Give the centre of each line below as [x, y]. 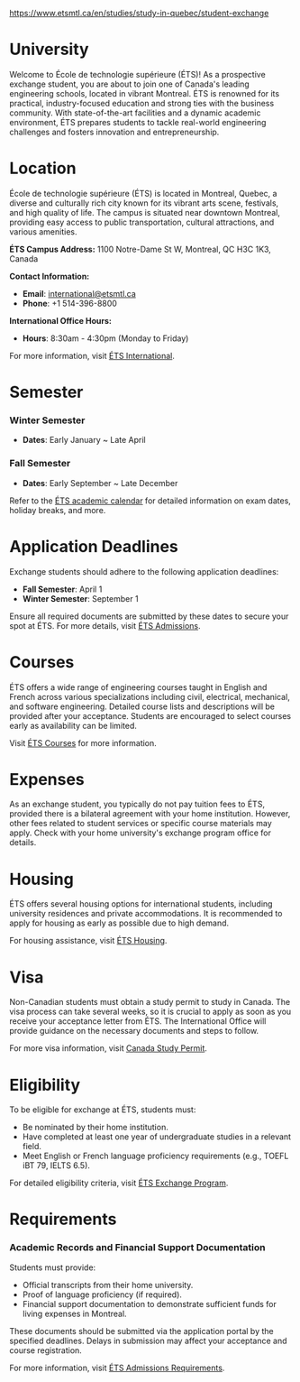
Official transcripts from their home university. [108, 1285]
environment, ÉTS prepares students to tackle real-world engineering [138, 122]
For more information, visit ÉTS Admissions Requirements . [117, 1368]
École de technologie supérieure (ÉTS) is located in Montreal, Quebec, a [143, 193]
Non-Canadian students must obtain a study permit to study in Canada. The [150, 1002]
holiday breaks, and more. [58, 510]
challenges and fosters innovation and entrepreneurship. [114, 132]
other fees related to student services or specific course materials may [141, 824]
